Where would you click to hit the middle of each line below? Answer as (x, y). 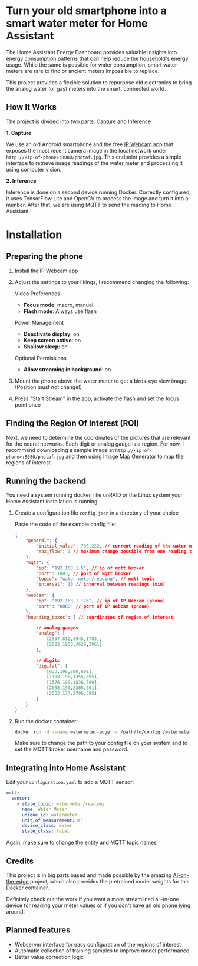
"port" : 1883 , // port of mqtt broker (84, 573)
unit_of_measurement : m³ (52, 820)
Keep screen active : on (52, 340)
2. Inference (21, 180)
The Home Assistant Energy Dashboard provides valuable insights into (92, 52)
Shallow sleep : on (45, 347)
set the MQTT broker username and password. (71, 749)
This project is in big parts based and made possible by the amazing (89, 875)
